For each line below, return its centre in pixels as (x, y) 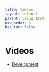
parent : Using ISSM (24, 18)
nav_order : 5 (18, 23)
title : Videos (19, 9)
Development (25, 64)
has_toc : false (20, 27)
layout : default (21, 14)
